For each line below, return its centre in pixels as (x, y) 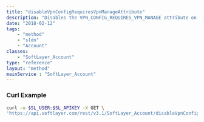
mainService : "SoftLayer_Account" (51, 74)
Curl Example (26, 95)
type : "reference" (29, 63)
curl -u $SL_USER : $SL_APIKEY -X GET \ (55, 108)
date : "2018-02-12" (31, 23)
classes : (17, 52)
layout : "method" (28, 68)
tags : (13, 29)
